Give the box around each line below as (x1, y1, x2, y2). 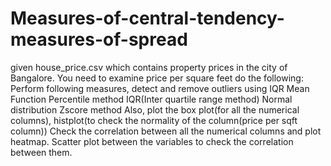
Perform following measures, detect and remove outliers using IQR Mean (10, 82, 310, 94)
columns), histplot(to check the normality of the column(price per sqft (10, 114, 298, 126)
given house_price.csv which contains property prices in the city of (10, 61, 288, 73)
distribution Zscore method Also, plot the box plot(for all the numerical (10, 103, 300, 116)
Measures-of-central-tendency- (10, 7, 285, 30)
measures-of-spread (10, 28, 188, 51)
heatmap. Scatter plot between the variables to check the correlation (10, 135, 294, 147)
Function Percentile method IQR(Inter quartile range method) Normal (10, 93, 293, 105)
